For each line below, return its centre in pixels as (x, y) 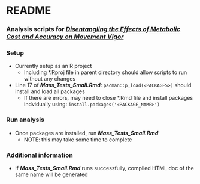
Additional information (40, 155)
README (29, 11)
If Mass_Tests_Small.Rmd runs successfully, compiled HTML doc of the (104, 168)
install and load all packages (50, 91)
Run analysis (25, 120)
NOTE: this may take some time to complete (78, 140)
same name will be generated (51, 174)
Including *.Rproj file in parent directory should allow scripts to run (105, 72)
